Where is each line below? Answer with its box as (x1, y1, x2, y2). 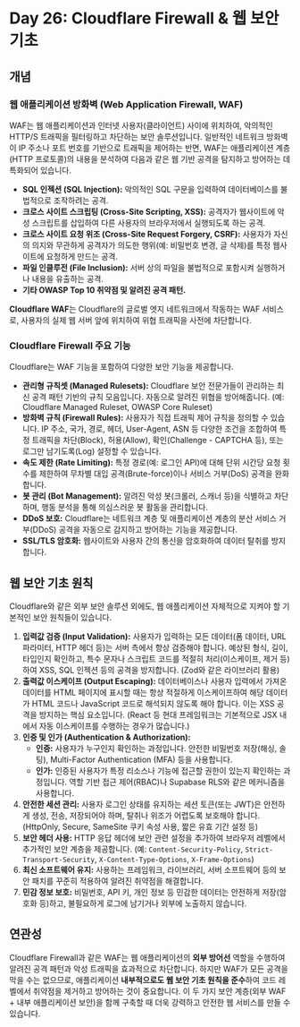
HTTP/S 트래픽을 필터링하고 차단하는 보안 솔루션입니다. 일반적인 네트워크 (9, 131, 265, 141)
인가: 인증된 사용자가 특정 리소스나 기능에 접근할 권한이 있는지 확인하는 (35, 765, 281, 775)
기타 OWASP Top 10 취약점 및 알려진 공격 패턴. (21, 284, 187, 295)
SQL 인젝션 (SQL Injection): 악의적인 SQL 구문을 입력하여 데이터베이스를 (21, 184, 279, 194)
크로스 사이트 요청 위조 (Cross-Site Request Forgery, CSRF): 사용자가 (21, 228, 272, 239)
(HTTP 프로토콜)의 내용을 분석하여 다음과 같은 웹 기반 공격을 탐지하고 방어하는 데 (9, 153, 291, 164)
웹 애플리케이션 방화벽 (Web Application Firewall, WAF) (9, 98, 244, 110)
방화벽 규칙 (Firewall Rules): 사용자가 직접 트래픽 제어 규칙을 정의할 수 (21, 413, 269, 424)
